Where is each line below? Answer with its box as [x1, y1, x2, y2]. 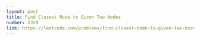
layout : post [6, 8, 39, 15]
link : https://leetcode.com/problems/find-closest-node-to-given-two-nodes [6, 25, 198, 31]
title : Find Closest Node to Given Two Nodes [6, 14, 121, 20]
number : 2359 [6, 19, 39, 25]
